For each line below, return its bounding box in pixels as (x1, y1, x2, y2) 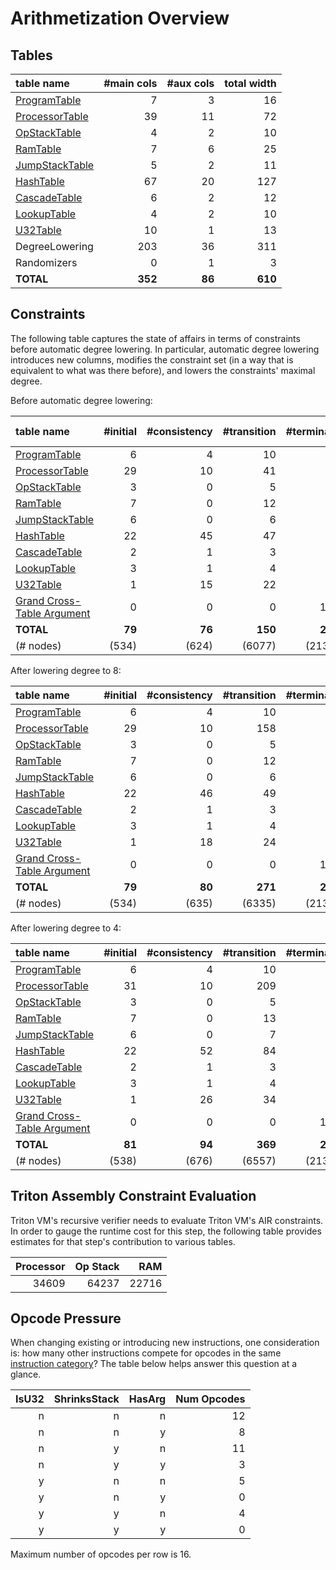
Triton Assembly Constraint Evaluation (10, 1188, 257, 1205)
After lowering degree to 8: (10, 664, 122, 676)
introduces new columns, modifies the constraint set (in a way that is (10, 353, 294, 366)
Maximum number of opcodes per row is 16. (10, 1548, 192, 1561)
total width (224, 77, 277, 90)
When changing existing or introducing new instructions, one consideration (10, 1337, 320, 1349)
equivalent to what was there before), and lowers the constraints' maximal (10, 364, 316, 376)
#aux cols (166, 77, 215, 90)
